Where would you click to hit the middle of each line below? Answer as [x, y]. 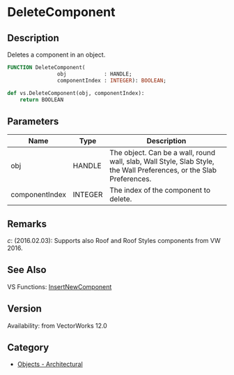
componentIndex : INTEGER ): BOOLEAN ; [112, 80]
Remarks [27, 224]
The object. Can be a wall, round [163, 153]
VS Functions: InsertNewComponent [60, 286]
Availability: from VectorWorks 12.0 [57, 325]
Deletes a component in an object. [56, 54]
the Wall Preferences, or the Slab [163, 170]
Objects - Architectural [50, 365]
